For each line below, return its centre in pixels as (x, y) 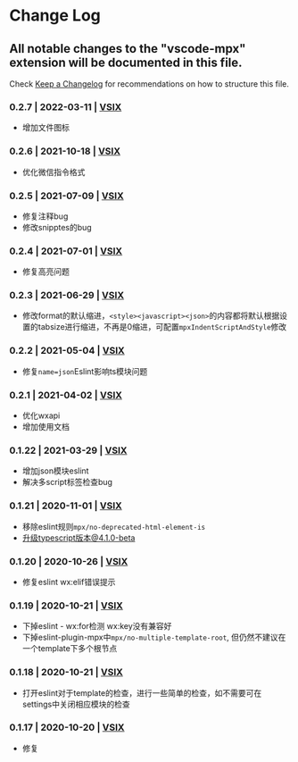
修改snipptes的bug (57, 227)
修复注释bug (45, 216)
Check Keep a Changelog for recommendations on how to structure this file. (149, 84)
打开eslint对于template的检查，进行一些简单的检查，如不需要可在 (142, 692)
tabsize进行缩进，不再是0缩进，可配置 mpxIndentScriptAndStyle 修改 (162, 327)
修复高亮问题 (46, 272)
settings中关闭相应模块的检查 (76, 704)
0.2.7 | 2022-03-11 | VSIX (66, 106)
